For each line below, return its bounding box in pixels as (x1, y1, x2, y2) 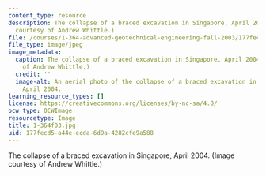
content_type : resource (8, 11, 87, 20)
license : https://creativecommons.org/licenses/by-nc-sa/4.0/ (8, 99, 218, 107)
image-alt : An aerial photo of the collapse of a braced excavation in (15, 77, 257, 85)
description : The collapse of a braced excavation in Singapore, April (8, 19, 249, 27)
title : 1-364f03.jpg (8, 122, 77, 129)
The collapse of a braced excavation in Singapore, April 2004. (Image (8, 151, 235, 160)
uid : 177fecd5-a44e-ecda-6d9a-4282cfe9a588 (8, 129, 154, 137)
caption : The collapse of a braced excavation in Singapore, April (15, 56, 243, 64)
